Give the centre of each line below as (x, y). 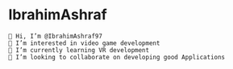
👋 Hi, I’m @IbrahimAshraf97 (56, 36)
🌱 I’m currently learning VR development (79, 50)
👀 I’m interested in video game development (84, 43)
